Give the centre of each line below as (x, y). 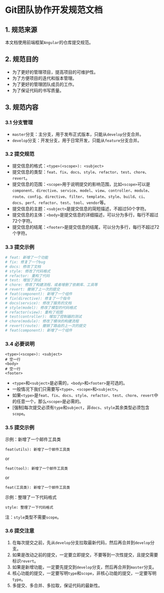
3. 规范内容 (22, 108)
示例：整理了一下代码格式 (31, 497)
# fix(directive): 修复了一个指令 (38, 298)
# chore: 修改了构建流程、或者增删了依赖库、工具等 (51, 285)
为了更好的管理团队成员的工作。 (44, 84)
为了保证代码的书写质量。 (38, 90)
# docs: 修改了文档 (23, 267)
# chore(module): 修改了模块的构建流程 (42, 321)
